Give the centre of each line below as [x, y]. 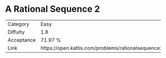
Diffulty [16, 32]
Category [19, 24]
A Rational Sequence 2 [53, 9]
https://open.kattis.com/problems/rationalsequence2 [102, 48]
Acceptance [22, 40]
